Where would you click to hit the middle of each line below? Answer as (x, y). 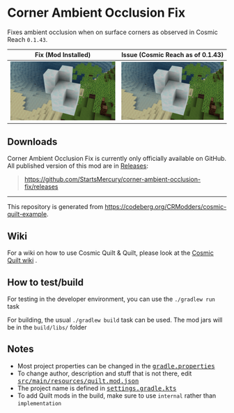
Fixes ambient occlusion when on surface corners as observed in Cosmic (112, 32)
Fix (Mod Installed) (63, 55)
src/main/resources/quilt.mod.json (78, 381)
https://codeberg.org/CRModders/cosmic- (166, 207)
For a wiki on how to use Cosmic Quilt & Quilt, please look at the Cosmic (110, 253)
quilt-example (27, 215)
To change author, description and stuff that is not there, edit (104, 373)
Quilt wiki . (22, 260)
